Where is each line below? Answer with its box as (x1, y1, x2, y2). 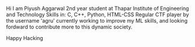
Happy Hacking (6, 35, 44, 41)
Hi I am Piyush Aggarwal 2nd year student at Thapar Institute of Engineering (6, 5, 189, 12)
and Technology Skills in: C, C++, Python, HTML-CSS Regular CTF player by (6, 11, 189, 18)
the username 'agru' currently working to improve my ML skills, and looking (6, 17, 188, 24)
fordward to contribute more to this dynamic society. (6, 23, 133, 30)
